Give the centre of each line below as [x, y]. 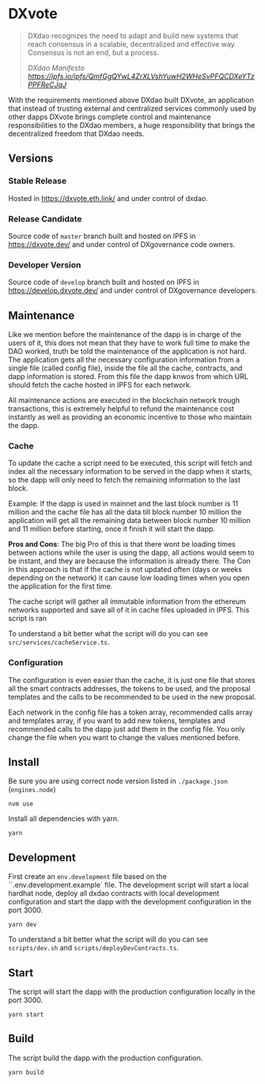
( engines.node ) [32, 790]
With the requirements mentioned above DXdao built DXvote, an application [131, 100]
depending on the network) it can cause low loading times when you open [129, 578]
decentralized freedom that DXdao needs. [76, 133]
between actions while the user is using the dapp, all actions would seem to [131, 553]
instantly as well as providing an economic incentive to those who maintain [130, 417]
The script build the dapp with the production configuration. [106, 1058]
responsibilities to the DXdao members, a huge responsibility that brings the [132, 125]
